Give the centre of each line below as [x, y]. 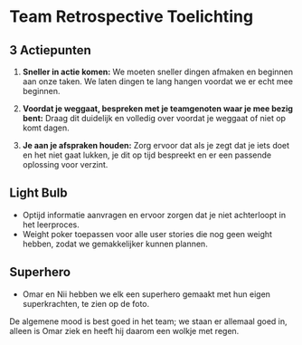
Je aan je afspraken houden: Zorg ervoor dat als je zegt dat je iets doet [156, 145]
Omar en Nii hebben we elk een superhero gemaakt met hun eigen [146, 294]
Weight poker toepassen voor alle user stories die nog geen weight [147, 234]
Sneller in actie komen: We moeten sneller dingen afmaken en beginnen [158, 72]
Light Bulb [38, 193]
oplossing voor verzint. [65, 164]
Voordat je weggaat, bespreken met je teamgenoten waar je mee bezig [158, 109]
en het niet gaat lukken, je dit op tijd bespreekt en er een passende [147, 155]
